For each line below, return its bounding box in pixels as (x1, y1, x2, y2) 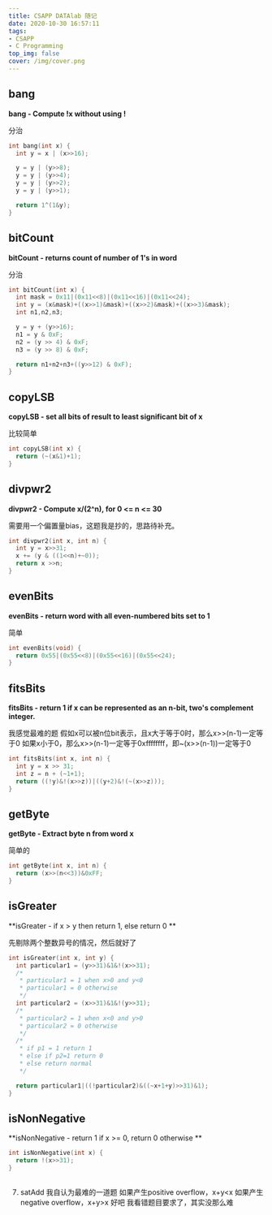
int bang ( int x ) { (8, 141, 71, 150)
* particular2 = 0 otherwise (19, 1022, 118, 1030)
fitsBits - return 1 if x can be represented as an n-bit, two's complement (8, 703, 254, 713)
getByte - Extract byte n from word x (8, 829, 134, 838)
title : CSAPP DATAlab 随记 (8, 11, 97, 20)
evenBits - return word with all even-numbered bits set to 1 (8, 610, 210, 621)
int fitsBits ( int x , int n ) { (8, 755, 111, 763)
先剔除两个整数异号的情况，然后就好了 (8, 937, 136, 947)
